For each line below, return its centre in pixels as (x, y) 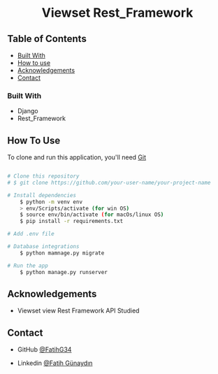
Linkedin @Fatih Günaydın (55, 363)
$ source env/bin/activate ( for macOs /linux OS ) (92, 215)
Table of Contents (47, 39)
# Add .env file (31, 234)
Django (28, 111)
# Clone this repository (43, 176)
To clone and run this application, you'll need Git (77, 157)
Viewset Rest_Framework (117, 13)
